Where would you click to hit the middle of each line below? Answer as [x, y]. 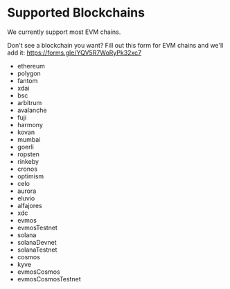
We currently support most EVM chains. [64, 32]
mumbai [29, 139]
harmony [30, 124]
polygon [29, 73]
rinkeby [28, 161]
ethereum [31, 66]
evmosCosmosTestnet [49, 279]
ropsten [28, 154]
